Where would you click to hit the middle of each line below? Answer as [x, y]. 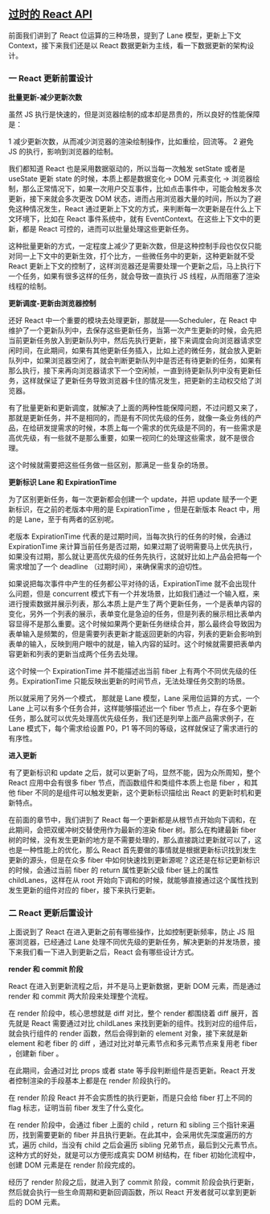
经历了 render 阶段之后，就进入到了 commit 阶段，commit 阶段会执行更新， [133, 1182]
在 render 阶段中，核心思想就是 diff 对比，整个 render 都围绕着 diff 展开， [130, 1013]
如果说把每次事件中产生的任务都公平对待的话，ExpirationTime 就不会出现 [129, 584]
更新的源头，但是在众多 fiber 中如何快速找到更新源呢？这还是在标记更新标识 [134, 860]
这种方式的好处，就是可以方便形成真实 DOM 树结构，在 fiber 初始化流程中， [134, 1155]
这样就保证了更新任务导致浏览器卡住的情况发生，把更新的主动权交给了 [138, 381]
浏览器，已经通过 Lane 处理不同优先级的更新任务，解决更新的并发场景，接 [138, 942]
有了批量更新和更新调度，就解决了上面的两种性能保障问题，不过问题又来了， [135, 408]
